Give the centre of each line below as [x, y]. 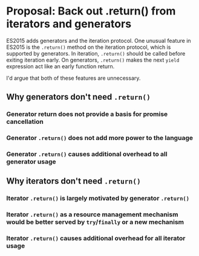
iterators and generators [69, 24]
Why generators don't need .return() [79, 97]
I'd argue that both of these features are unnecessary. [73, 78]
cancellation [25, 122]
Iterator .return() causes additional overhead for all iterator [96, 238]
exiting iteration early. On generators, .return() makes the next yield [93, 60]
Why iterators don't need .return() [73, 181]
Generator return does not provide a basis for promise [87, 114]
